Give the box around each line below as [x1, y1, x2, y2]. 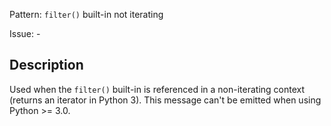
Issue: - [9, 28, 41, 39]
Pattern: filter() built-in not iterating [9, 9, 164, 20]
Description [9, 57, 84, 74]
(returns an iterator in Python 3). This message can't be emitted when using [9, 94, 322, 106]
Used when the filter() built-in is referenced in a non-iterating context [9, 83, 306, 95]
